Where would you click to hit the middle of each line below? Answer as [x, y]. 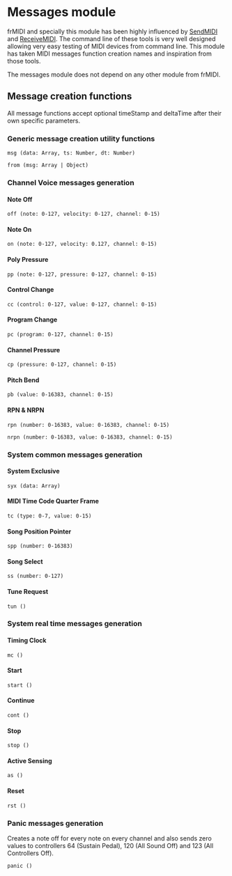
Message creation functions [70, 96]
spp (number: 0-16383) [40, 546]
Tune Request [28, 591]
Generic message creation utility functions [81, 139]
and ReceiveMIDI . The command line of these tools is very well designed [111, 38]
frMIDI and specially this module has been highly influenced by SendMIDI [113, 31]
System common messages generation [75, 455]
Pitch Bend [23, 380]
